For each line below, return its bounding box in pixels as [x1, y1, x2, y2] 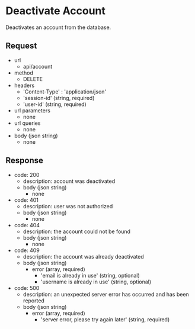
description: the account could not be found [23, 228, 131, 235]
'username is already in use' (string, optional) [40, 278, 152, 285]
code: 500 [14, 284, 40, 291]
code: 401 [14, 196, 39, 204]
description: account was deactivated [23, 178, 116, 185]
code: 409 [14, 247, 40, 254]
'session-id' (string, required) [23, 94, 95, 101]
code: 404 [14, 221, 40, 228]
